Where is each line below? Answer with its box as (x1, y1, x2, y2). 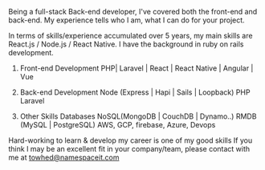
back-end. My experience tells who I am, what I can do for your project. (8, 15, 245, 25)
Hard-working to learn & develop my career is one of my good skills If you (8, 136, 253, 145)
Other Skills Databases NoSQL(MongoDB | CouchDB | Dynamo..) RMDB (19, 111, 257, 121)
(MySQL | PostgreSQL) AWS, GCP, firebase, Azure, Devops (19, 120, 216, 129)
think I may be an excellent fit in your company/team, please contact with (8, 144, 251, 153)
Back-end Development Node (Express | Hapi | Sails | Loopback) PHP (19, 87, 251, 97)
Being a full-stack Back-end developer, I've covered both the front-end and (8, 7, 258, 16)
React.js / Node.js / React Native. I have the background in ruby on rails (8, 39, 244, 49)
